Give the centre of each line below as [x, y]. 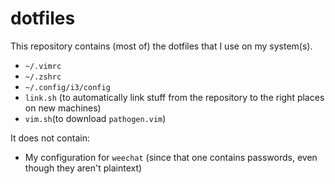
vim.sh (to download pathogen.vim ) [95, 118]
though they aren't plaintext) [83, 168]
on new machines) [63, 108]
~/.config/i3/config [67, 87]
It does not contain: [50, 138]
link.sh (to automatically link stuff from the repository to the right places [174, 97]
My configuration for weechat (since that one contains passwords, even [171, 157]
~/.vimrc [43, 66]
